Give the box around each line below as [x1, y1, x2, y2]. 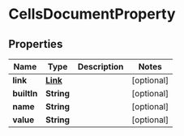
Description [77, 62, 124, 72]
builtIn [12, 88, 38, 99]
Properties [8, 37, 63, 51]
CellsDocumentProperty [8, 5, 176, 23]
